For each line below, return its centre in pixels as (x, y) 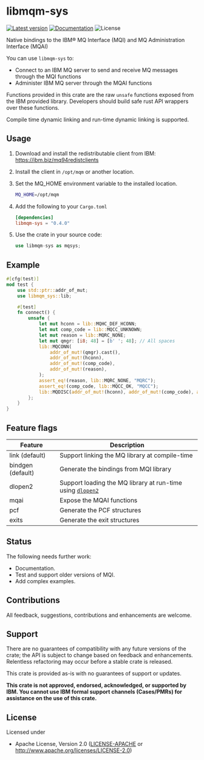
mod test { (20, 285)
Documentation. (35, 568)
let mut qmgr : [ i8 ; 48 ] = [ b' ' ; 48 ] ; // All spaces (107, 341)
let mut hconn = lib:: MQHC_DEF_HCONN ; (88, 324)
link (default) (28, 455)
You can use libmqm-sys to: (40, 58)
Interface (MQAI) (27, 46)
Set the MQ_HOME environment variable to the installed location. (96, 183)
